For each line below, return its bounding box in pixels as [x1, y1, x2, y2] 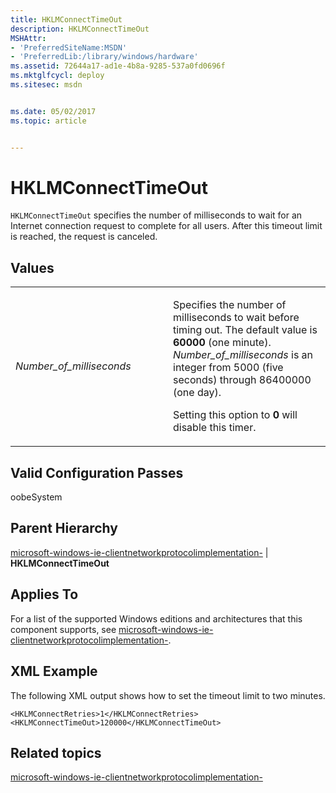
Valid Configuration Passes [10, 464, 184, 481]
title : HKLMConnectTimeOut [10, 14, 123, 25]
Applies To [10, 586, 79, 603]
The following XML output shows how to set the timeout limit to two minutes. [10, 689, 326, 701]
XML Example [10, 663, 98, 680]
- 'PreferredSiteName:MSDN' [10, 42, 128, 53]
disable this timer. [173, 421, 257, 435]
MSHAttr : [10, 33, 47, 43]
